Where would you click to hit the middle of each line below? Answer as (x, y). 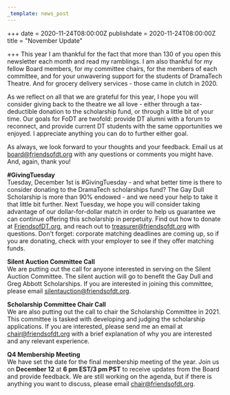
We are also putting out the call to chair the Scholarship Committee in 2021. (114, 311)
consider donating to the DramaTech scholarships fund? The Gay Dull (106, 189)
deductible (22, 111)
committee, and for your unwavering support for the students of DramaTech (115, 76)
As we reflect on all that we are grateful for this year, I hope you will (103, 97)
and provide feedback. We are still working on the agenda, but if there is (109, 376)
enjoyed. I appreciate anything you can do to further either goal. (98, 133)
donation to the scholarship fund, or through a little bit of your (126, 111)
